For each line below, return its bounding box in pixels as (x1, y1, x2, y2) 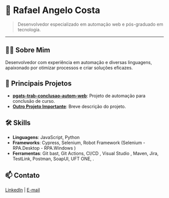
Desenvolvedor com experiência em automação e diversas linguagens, (5, 59, 152, 65)
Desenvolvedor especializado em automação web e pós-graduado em (17, 21, 163, 27)
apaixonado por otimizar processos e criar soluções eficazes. (5, 64, 133, 71)
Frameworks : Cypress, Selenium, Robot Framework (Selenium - (12, 140, 145, 146)
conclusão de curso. (12, 98, 55, 104)
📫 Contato (5, 171, 40, 179)
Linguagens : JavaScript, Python (12, 135, 80, 141)
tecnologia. (17, 26, 41, 32)
